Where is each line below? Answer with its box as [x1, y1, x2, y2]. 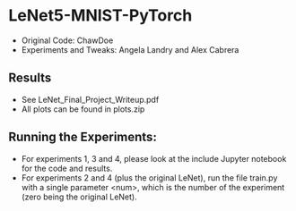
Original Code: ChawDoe [21, 35, 114, 46]
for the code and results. [21, 163, 113, 173]
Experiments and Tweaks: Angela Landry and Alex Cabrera [21, 44, 239, 55]
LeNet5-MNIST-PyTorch [8, 5, 193, 26]
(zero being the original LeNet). [21, 191, 137, 202]
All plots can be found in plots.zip [21, 104, 145, 114]
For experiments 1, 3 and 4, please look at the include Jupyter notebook [21, 153, 287, 164]
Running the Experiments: [8, 130, 158, 145]
